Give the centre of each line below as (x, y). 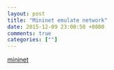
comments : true (29, 33)
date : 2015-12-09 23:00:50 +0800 (56, 27)
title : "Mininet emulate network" (58, 20)
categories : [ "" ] (33, 40)
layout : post (26, 14)
